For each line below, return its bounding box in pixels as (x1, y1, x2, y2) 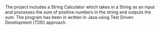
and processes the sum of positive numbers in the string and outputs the (5, 9, 151, 15)
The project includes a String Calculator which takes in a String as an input (5, 4, 155, 10)
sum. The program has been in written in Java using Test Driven (5, 15, 134, 20)
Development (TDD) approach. (5, 19, 67, 25)
